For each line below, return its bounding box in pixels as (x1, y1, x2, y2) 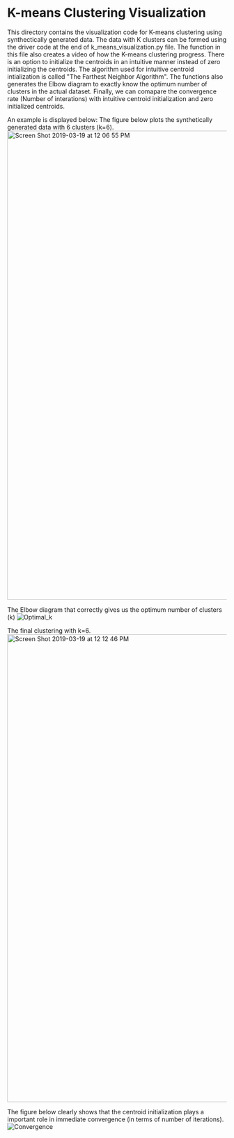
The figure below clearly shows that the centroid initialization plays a (7, 1107, 204, 1116)
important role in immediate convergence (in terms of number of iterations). (7, 1115, 224, 1123)
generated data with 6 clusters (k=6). (7, 123, 114, 131)
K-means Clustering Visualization (7, 5, 207, 21)
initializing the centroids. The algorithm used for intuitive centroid (7, 65, 194, 73)
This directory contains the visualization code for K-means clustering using (7, 28, 223, 36)
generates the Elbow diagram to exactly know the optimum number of (7, 79, 208, 88)
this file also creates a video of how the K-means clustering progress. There (7, 50, 225, 59)
